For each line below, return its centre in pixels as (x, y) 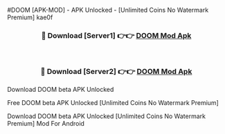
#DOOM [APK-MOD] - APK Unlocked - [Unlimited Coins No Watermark (108, 10)
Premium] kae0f (30, 17)
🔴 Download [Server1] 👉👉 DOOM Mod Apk (116, 35)
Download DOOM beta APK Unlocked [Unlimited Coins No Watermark (107, 116)
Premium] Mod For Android (46, 123)
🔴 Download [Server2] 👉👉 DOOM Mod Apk (116, 72)
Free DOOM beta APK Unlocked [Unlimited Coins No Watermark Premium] (113, 102)
